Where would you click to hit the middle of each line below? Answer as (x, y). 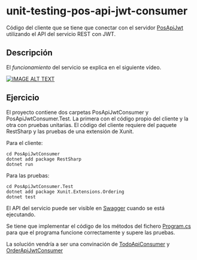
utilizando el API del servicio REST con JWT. (61, 34)
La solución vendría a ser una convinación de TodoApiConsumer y (88, 244)
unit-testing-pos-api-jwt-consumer (97, 11)
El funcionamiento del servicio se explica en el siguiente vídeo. (84, 67)
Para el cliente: (25, 143)
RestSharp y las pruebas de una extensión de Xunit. (70, 131)
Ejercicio (23, 98)
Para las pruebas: (28, 176)
